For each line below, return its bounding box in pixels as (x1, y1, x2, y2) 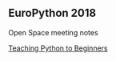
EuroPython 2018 (8, 6, 97, 20)
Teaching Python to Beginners (8, 43, 108, 53)
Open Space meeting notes (8, 27, 98, 37)
